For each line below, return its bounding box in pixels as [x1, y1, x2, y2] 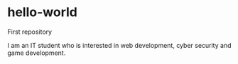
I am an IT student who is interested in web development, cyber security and [7, 41, 232, 49]
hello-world [7, 4, 78, 20]
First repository [7, 27, 52, 36]
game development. [7, 49, 66, 57]
